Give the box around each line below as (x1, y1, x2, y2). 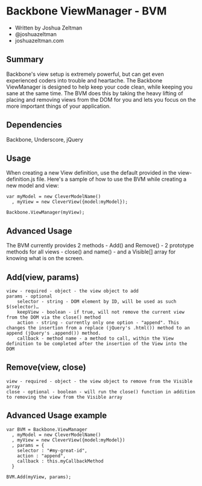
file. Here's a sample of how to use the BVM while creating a (36, 176, 187, 183)
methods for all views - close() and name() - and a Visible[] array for (6, 248, 176, 255)
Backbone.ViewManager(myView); (6, 210, 85, 216)
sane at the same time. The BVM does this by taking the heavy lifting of (6, 89, 183, 97)
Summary (6, 54, 44, 64)
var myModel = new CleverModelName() (6, 194, 101, 200)
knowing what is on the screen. (6, 255, 84, 262)
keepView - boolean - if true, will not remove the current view (17, 309, 185, 315)
